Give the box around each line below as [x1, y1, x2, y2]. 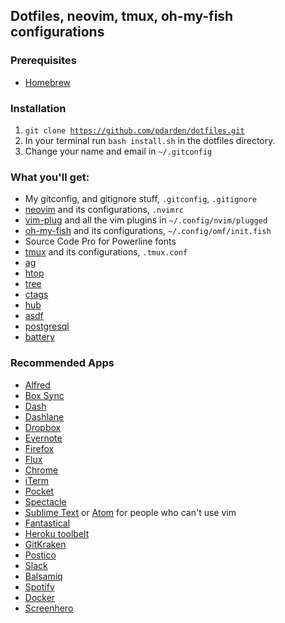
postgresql [24, 320, 70, 333]
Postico [24, 549, 57, 561]
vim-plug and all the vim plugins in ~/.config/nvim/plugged [24, 214, 268, 226]
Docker [24, 591, 56, 603]
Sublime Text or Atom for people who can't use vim [24, 506, 237, 518]
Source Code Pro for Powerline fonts [24, 235, 177, 248]
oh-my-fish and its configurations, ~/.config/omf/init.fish [24, 225, 272, 237]
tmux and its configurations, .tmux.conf [24, 246, 188, 258]
